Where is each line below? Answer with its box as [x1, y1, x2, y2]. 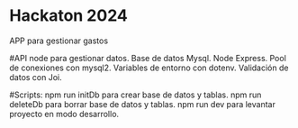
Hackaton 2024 [9, 5, 129, 26]
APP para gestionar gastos [9, 35, 109, 46]
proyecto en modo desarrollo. [9, 108, 120, 119]
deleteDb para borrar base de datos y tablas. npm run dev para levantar [9, 98, 276, 109]
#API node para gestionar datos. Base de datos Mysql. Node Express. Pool [9, 52, 286, 63]
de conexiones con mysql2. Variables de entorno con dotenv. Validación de [9, 62, 289, 73]
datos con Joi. [9, 71, 63, 82]
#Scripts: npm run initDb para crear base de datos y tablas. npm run [9, 89, 262, 100]
